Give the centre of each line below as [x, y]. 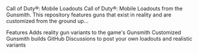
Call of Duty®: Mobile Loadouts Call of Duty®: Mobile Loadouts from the [95, 9]
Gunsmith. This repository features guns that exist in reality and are [89, 15]
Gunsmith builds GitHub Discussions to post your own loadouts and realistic [99, 39]
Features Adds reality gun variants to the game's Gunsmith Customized [94, 32]
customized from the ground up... [47, 21]
